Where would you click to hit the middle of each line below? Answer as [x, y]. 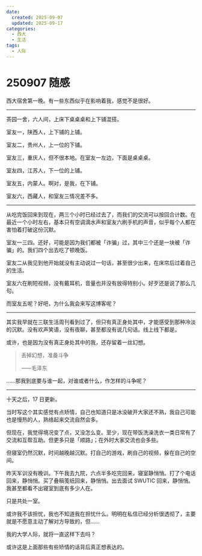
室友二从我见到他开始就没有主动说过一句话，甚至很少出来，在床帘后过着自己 [101, 262]
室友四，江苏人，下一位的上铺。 [46, 170]
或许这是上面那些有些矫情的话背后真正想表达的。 [67, 547]
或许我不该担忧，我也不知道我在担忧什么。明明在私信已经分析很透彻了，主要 [101, 514]
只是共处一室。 [25, 501]
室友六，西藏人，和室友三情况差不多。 [54, 196]
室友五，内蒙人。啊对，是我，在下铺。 [54, 183]
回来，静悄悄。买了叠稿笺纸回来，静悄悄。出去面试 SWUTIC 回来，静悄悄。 [100, 481]
